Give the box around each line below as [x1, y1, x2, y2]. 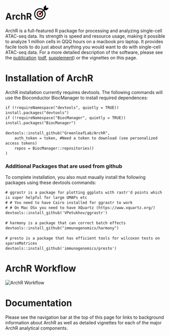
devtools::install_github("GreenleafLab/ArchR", [5, 130, 110, 136]
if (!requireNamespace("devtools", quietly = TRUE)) [5, 105, 119, 110]
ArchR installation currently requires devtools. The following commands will [5, 89, 163, 95]
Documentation [5, 297, 73, 309]
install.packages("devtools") [5, 110, 70, 115]
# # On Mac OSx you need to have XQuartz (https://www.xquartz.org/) [5, 205, 156, 210]
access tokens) [5, 140, 38, 146]
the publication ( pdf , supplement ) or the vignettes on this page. [5, 54, 138, 60]
